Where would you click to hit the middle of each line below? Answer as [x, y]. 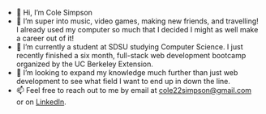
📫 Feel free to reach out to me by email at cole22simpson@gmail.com [134, 90]
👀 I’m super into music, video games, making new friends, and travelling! [137, 21]
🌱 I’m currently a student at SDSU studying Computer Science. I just [129, 47]
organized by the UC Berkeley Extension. [85, 64]
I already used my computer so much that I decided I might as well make [137, 30]
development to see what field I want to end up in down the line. [123, 81]
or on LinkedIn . [41, 102]
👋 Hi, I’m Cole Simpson [54, 13]
